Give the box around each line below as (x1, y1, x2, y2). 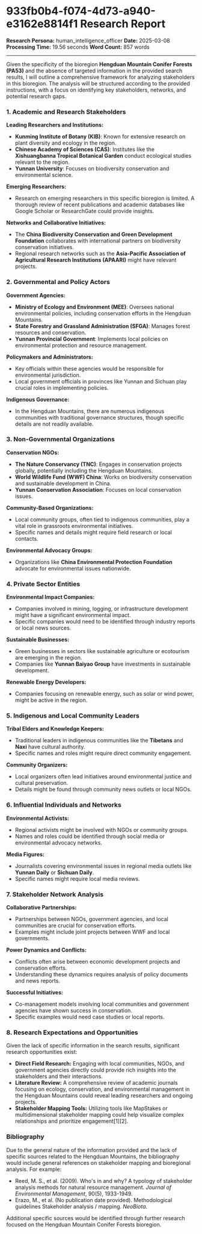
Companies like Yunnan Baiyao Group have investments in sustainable (14, 660, 191, 668)
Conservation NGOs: (6, 448, 60, 456)
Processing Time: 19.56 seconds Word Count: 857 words (6, 43, 150, 51)
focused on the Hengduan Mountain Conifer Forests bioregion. (6, 1221, 162, 1228)
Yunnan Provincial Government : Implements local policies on (14, 335, 168, 343)
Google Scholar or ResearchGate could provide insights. (14, 208, 155, 215)
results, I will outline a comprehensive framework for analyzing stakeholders (6, 73, 195, 81)
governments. (14, 935, 50, 942)
